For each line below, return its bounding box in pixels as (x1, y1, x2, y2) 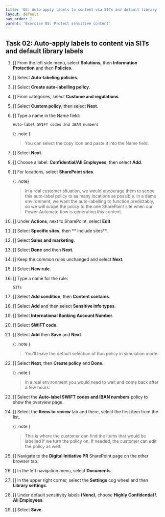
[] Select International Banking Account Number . (12, 313, 114, 318)
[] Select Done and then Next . (12, 247, 73, 253)
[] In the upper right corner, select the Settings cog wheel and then (12, 477, 149, 483)
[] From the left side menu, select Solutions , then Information (12, 60, 138, 66)
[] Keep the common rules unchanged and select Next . (12, 257, 124, 262)
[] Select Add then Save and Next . (12, 332, 83, 338)
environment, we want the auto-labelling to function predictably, (24, 199, 155, 204)
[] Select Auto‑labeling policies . (12, 75, 79, 81)
